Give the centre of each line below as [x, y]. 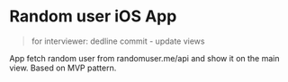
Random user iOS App [93, 16]
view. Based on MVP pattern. [63, 68]
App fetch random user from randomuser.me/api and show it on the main [144, 58]
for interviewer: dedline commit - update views [118, 41]
